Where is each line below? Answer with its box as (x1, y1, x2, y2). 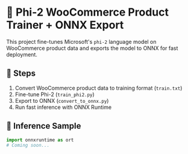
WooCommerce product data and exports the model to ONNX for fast (6, 45, 178, 52)
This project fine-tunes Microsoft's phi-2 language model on (6, 38, 157, 45)
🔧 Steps (6, 69, 36, 79)
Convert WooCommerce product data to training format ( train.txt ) (14, 84, 183, 91)
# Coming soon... (6, 143, 50, 149)
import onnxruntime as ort (6, 137, 74, 143)
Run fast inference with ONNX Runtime (14, 103, 112, 111)
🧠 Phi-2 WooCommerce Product (6, 5, 169, 19)
